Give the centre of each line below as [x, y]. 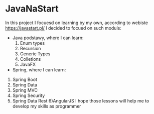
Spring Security [29, 95]
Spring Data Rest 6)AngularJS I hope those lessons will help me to [81, 100]
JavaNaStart [32, 9]
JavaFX [28, 64]
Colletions [30, 59]
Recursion [30, 48]
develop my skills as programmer [47, 106]
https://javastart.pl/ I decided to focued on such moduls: [63, 28]
